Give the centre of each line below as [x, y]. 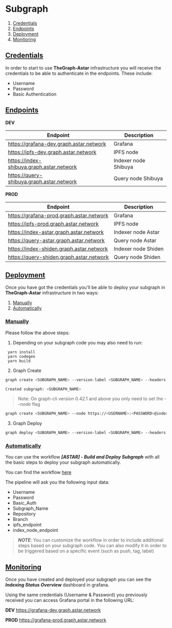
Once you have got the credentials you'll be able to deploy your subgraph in [85, 288]
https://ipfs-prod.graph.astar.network [53, 224]
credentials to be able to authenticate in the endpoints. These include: [79, 73]
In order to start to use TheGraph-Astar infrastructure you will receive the [83, 68]
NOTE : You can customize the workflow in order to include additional [91, 540]
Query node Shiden [137, 257]
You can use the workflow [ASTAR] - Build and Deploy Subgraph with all [82, 457]
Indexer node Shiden [139, 249]
